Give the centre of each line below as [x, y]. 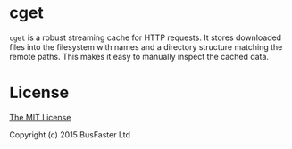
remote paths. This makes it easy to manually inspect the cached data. [139, 56]
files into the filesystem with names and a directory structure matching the [146, 46]
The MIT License [40, 117]
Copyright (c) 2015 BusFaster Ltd [70, 134]
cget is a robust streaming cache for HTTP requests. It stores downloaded [146, 37]
